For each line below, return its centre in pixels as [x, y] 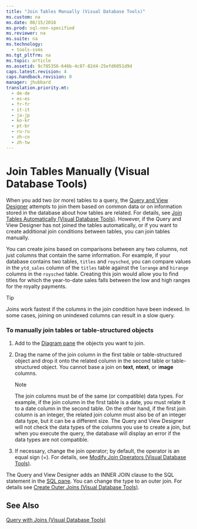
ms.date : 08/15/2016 [31, 22]
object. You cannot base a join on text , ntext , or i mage [107, 367]
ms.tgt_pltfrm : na [28, 55]
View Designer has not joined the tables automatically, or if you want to [92, 225]
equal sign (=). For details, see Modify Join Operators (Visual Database [100, 457]
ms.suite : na [22, 39]
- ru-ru [21, 132]
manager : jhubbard [28, 83]
